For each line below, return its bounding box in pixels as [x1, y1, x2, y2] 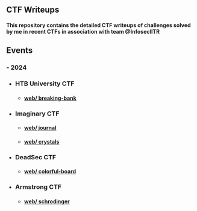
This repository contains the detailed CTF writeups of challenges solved [6, 21, 191, 29]
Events [6, 45, 33, 56]
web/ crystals [23, 138, 60, 145]
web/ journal [23, 124, 57, 132]
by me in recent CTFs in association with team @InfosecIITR [6, 28, 160, 35]
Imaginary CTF [14, 109, 60, 118]
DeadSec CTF [14, 153, 56, 161]
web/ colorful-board [23, 168, 77, 175]
